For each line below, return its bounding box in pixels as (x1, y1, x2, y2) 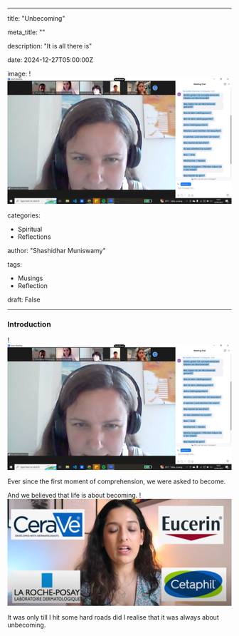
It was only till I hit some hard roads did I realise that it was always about (7, 612, 219, 621)
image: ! (7, 69, 31, 78)
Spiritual (17, 225, 43, 233)
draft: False (7, 295, 41, 304)
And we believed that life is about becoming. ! (7, 491, 142, 500)
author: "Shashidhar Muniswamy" (7, 246, 106, 255)
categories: (7, 211, 41, 220)
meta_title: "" (7, 28, 46, 36)
